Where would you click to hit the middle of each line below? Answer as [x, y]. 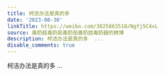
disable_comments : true [41, 45]
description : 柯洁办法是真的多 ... [55, 39]
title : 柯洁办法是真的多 [38, 13]
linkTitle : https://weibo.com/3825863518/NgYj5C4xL [82, 26]
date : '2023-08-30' [35, 20]
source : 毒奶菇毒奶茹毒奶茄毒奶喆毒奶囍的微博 [66, 33]
